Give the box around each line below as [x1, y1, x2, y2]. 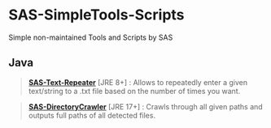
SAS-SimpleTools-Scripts [8, 6, 185, 24]
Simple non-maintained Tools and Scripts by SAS [8, 32, 173, 42]
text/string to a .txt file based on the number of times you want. [28, 86, 241, 96]
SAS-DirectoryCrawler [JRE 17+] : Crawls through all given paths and [28, 101, 263, 111]
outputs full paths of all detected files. [28, 110, 156, 120]
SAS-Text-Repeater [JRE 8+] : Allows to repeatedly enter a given [28, 77, 248, 87]
